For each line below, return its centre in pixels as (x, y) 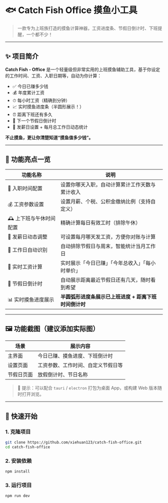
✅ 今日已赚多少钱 (30, 86)
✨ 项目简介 (22, 56)
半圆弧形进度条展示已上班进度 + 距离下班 (109, 296)
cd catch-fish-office (28, 447)
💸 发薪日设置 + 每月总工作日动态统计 (50, 127)
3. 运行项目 (18, 485)
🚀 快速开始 (21, 416)
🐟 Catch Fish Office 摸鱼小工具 (71, 10)
